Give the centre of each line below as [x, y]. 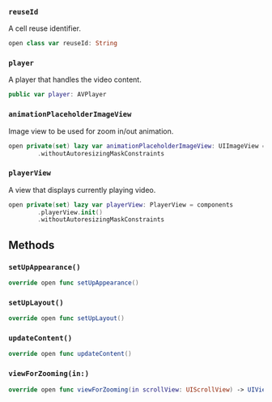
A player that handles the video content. [75, 79]
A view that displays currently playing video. [82, 190]
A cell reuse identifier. [45, 28]
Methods [32, 245]
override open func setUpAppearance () [74, 283]
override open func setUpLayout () [67, 319]
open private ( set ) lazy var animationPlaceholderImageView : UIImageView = [137, 146]
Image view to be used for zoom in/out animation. [91, 131]
